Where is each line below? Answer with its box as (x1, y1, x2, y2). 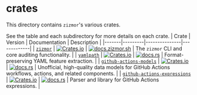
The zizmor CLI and (135, 45, 183, 52)
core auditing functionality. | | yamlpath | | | (6, 51, 163, 58)
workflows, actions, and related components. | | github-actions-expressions (6, 70, 191, 77)
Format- (164, 51, 184, 58)
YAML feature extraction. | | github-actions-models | (33, 57, 160, 65)
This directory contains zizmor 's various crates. (6, 21, 121, 28)
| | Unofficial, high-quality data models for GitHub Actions (6, 63, 170, 70)
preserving (6, 57, 32, 65)
